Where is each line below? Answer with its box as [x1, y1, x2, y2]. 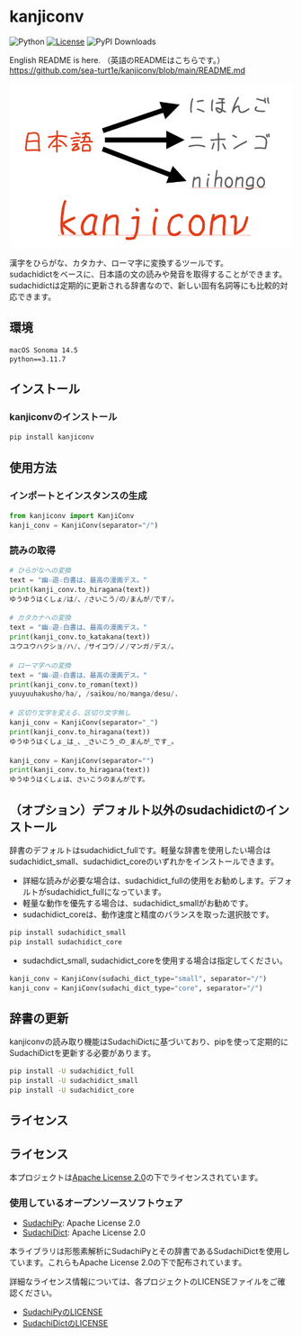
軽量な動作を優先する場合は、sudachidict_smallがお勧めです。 [22, 897, 253, 908]
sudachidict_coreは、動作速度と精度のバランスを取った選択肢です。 [22, 908, 274, 920]
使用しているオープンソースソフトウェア [9, 1196, 183, 1209]
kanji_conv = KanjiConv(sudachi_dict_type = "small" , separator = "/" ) [9, 974, 268, 983]
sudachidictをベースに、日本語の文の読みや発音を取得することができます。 [9, 268, 288, 279]
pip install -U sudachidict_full [9, 1067, 135, 1076]
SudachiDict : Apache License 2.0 [22, 1227, 146, 1238]
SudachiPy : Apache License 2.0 [22, 1218, 141, 1229]
